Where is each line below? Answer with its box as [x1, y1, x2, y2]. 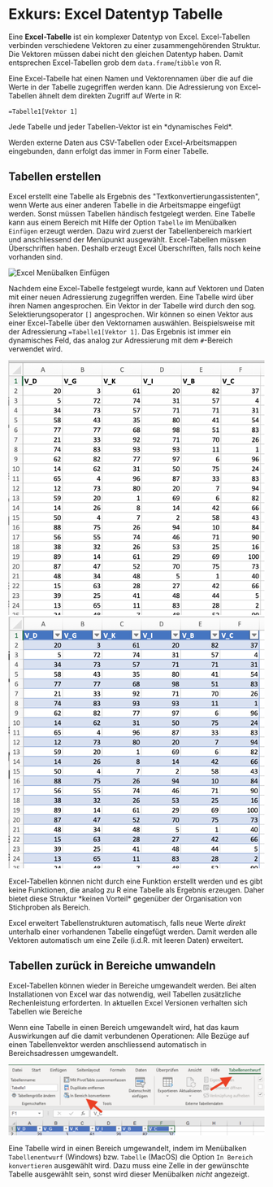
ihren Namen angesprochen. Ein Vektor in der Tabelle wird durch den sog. [8, 300, 256, 310]
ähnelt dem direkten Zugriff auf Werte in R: [38, 90, 182, 100]
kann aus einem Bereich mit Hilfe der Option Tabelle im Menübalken [8, 217, 237, 227]
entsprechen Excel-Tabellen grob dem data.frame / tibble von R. [8, 58, 222, 68]
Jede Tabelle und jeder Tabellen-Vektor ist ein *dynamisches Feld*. [8, 121, 233, 131]
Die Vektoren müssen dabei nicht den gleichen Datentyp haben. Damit [8, 49, 244, 59]
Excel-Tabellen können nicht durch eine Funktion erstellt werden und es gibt [8, 876, 263, 886]
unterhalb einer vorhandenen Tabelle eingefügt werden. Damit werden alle [8, 927, 258, 936]
